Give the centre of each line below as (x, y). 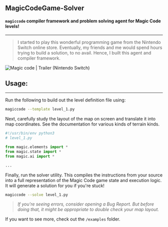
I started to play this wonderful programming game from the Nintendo (89, 42)
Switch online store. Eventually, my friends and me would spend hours (90, 47)
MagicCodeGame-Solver (45, 8)
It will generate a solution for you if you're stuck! (55, 185)
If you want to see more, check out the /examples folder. (63, 219)
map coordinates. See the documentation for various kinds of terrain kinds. (82, 124)
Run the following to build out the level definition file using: (65, 100)
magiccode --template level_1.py (40, 109)
